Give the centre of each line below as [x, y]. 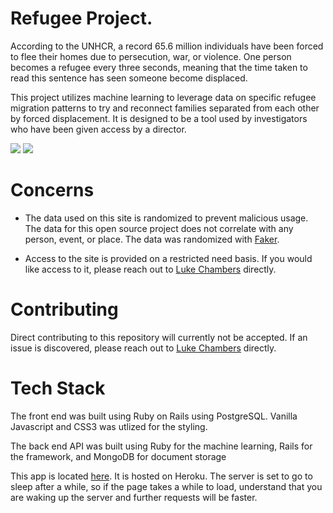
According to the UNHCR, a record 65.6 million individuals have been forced [167, 46]
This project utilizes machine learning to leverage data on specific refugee [163, 97]
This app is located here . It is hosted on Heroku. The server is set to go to [161, 476]
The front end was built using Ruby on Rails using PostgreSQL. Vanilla [154, 416]
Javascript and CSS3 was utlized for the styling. [109, 426]
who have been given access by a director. [98, 129]
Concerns [52, 190]
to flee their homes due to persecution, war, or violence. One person [151, 56]
